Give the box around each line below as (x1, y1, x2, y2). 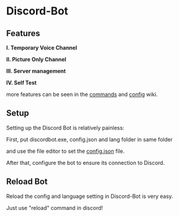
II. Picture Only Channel (6, 56, 67, 63)
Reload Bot (6, 176, 48, 187)
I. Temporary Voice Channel (6, 44, 77, 51)
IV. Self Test (6, 79, 37, 86)
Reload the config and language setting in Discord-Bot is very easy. (6, 193, 174, 200)
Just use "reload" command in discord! (6, 204, 103, 211)
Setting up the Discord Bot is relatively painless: (6, 124, 124, 131)
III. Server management (6, 67, 66, 75)
